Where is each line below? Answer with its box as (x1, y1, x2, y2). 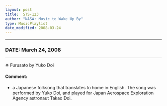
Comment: (5, 73, 28, 79)
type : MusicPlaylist (5, 21, 48, 26)
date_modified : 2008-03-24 (5, 26, 61, 31)
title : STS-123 (5, 12, 39, 17)
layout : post (5, 7, 32, 12)
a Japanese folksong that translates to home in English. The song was (12, 84, 156, 90)
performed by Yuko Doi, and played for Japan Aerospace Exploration (12, 90, 154, 96)
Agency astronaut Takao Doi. (12, 95, 72, 101)
